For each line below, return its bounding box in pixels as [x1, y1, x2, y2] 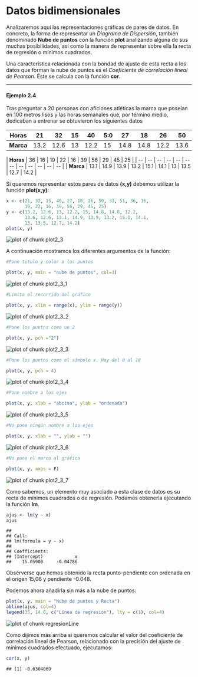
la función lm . [6, 500, 39, 508]
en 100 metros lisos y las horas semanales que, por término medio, [6, 111, 169, 119]
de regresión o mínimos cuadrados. [6, 48, 93, 55]
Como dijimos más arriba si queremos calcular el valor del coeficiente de [6, 632, 183, 639]
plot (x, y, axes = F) [6, 466, 60, 472]
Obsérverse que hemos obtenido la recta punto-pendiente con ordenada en [6, 569, 190, 576]
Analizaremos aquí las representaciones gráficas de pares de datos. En [6, 24, 179, 31]
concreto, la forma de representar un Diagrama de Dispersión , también [6, 29, 179, 37]
